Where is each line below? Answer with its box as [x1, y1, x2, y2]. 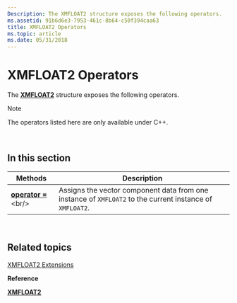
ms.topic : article [7, 30, 61, 38]
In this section [7, 152, 71, 164]
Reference [7, 274, 39, 282]
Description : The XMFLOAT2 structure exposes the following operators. [7, 10, 222, 18]
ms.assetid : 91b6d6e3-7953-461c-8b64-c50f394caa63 [7, 17, 159, 24]
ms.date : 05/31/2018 [7, 37, 68, 44]
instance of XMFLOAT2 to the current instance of [59, 194, 213, 204]
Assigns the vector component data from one [59, 185, 209, 195]
